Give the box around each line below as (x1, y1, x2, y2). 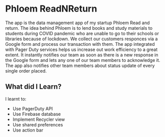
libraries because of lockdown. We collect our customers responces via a (5, 36, 158, 42)
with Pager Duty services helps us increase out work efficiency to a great (5, 46, 158, 52)
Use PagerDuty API (12, 105, 53, 111)
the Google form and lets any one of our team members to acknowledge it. (5, 57, 160, 63)
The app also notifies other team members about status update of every (5, 62, 155, 68)
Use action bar (12, 127, 43, 133)
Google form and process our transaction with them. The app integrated (5, 41, 155, 47)
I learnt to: (5, 96, 27, 102)
